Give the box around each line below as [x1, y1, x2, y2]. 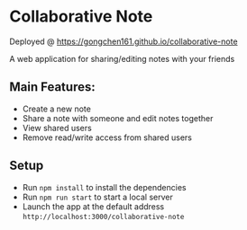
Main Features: [9, 79, 96, 95]
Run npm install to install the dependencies [22, 181, 187, 192]
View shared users [22, 122, 92, 133]
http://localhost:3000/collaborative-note [22, 212, 185, 221]
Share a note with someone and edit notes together [22, 112, 214, 123]
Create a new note [22, 103, 92, 114]
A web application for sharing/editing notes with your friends [9, 53, 235, 64]
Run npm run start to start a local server [22, 191, 173, 202]
